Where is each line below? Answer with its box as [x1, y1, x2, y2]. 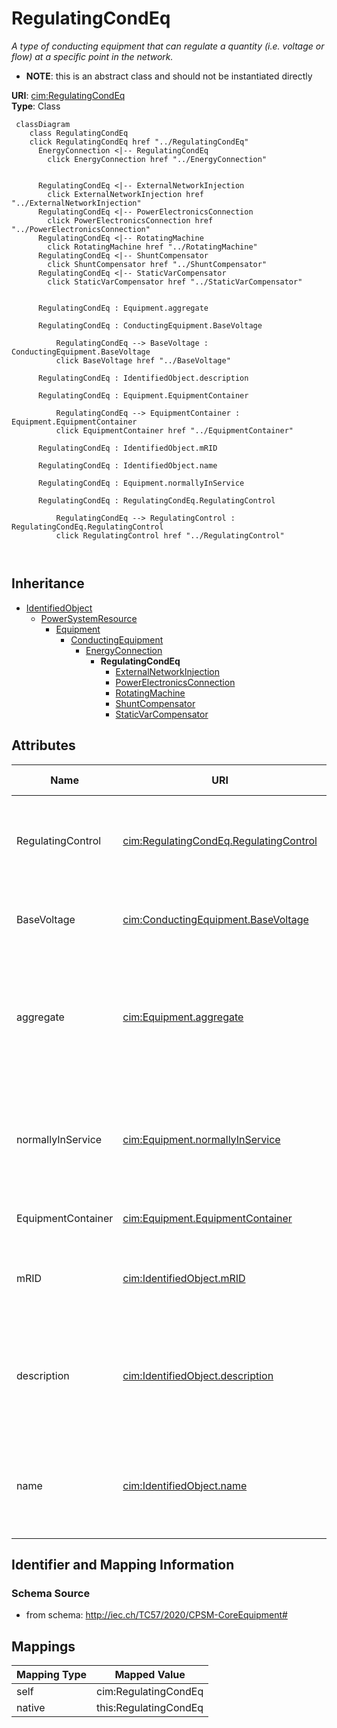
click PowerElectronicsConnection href [47, 215, 214, 226]
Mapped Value [114, 1668, 186, 1682]
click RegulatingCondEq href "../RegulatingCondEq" [29, 137, 249, 147]
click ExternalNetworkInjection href [47, 189, 204, 199]
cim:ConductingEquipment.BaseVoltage [122, 912, 309, 926]
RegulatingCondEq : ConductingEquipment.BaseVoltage [37, 320, 263, 331]
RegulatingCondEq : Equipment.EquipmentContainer [37, 390, 249, 401]
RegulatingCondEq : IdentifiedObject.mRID [37, 443, 218, 453]
